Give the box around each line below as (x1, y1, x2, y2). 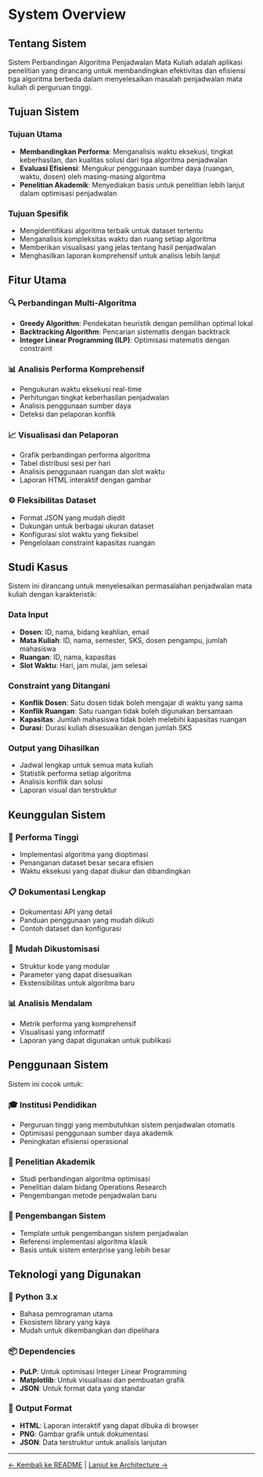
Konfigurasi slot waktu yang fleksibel (19, 529, 139, 539)
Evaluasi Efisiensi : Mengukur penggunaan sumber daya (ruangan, (19, 163, 235, 173)
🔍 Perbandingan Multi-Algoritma (8, 298, 137, 309)
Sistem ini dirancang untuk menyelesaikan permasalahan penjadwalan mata (8, 581, 253, 590)
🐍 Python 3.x (8, 1291, 58, 1302)
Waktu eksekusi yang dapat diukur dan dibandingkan (19, 866, 191, 876)
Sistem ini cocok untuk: (8, 1079, 84, 1088)
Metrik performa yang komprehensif (19, 1018, 137, 1028)
